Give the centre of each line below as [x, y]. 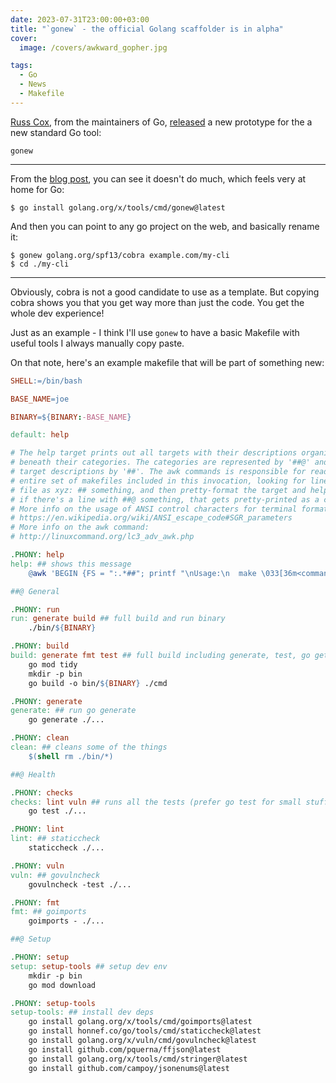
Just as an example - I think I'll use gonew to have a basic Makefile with [155, 332]
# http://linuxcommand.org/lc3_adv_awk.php [102, 537]
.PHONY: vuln [37, 866]
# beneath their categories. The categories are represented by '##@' [160, 462]
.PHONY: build [40, 646]
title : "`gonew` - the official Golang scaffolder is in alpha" [147, 29]
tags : [21, 66]
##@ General [35, 591]
